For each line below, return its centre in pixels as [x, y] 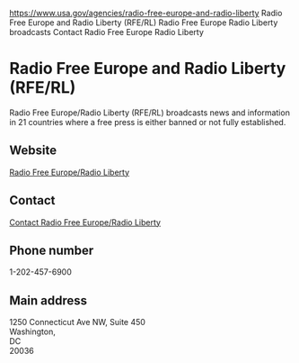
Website [33, 151]
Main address [48, 300]
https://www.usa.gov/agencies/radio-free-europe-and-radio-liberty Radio [146, 13]
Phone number [52, 250]
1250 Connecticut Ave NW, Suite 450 [78, 322]
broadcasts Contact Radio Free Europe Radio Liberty [107, 32]
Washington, [33, 331]
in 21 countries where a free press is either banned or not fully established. [148, 122]
